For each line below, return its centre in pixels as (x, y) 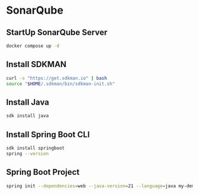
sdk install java (28, 116)
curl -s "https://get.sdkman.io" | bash (57, 78)
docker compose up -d (33, 46)
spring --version (28, 153)
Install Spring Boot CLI (48, 134)
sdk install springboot (36, 148)
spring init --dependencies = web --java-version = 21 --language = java (91, 186)
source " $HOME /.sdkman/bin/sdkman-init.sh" (61, 84)
